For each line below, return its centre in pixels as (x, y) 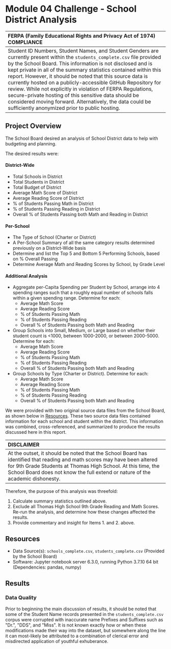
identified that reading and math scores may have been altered (83, 460)
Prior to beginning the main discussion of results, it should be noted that (81, 609)
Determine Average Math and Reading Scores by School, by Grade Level (89, 264)
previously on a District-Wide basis (49, 248)
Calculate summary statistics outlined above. (60, 501)
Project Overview (33, 126)
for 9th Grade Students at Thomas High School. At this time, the (84, 466)
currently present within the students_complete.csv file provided (84, 57)
